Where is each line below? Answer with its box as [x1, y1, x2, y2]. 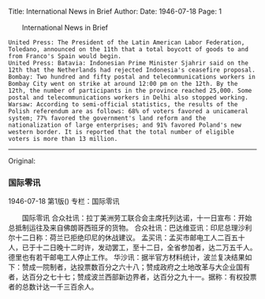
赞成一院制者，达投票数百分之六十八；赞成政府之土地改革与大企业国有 [21, 263, 250, 272]
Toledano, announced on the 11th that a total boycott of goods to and [8, 46, 248, 54]
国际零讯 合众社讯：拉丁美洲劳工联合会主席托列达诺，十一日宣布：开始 [21, 213, 252, 223]
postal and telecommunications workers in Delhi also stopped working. [8, 94, 248, 102]
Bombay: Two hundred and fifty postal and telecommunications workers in [8, 73, 256, 81]
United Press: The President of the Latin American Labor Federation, [8, 39, 245, 46]
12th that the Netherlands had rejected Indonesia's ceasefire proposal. [8, 66, 256, 74]
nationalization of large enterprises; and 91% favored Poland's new [8, 121, 242, 129]
